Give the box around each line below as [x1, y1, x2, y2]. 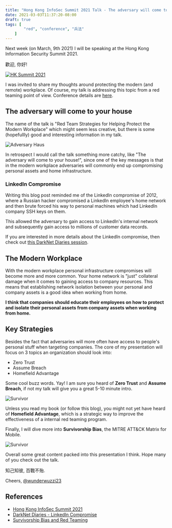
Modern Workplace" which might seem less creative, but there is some [5, 126, 155, 132]
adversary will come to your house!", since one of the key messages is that [5, 157, 164, 163]
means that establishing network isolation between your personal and [5, 283, 153, 290]
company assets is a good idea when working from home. [5, 289, 128, 295]
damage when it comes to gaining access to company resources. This [5, 278, 154, 284]
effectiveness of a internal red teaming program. [5, 416, 107, 422]
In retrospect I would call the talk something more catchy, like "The [5, 151, 146, 158]
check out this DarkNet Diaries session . [5, 239, 89, 246]
